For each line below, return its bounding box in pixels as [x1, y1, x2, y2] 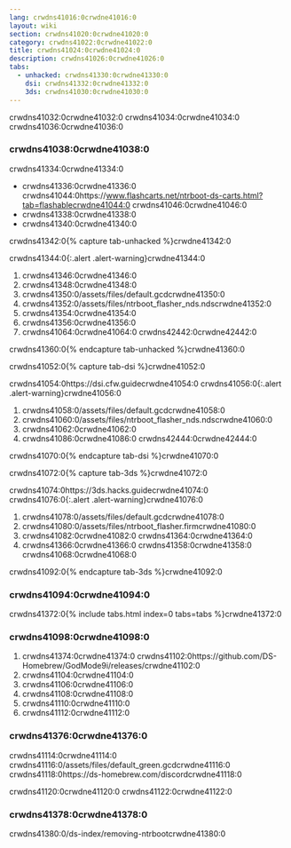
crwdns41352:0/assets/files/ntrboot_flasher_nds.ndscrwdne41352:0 [21, 298, 272, 309]
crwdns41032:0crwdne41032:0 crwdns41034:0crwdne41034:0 [9, 112, 240, 123]
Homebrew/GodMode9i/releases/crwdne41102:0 [21, 661, 201, 671]
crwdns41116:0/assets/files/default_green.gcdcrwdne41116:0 [9, 759, 231, 770]
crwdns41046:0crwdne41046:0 [132, 199, 248, 210]
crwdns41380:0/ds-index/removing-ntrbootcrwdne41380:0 [9, 828, 226, 839]
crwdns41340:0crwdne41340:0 [21, 218, 138, 229]
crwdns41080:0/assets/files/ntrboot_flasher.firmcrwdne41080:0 [21, 520, 256, 531]
